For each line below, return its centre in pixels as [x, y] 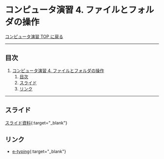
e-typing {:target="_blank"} [39, 152]
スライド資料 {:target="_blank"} [36, 123]
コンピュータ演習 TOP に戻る [34, 36]
